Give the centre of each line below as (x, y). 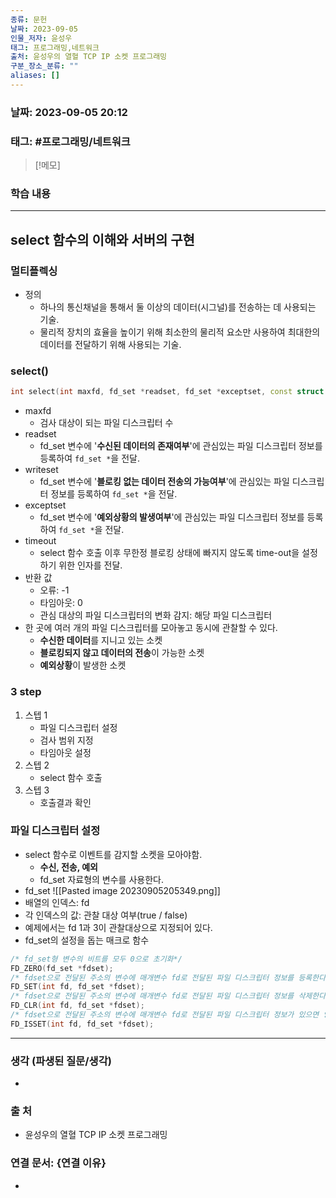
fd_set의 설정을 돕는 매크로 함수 (87, 940)
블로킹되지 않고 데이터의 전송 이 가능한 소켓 (122, 653)
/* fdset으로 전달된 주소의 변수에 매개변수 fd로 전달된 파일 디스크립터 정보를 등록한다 (168, 977)
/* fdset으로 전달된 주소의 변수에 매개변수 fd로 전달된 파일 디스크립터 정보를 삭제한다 (168, 996)
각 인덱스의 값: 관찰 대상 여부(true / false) (106, 915)
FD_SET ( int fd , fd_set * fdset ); (77, 987)
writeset (41, 470)
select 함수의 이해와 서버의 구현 (102, 239)
